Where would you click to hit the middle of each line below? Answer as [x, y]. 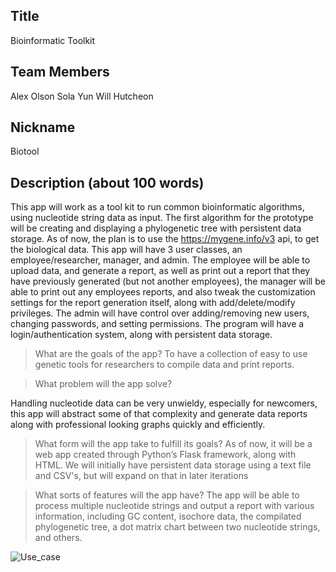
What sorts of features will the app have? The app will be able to [167, 495]
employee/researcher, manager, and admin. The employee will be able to [160, 260]
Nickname [43, 127]
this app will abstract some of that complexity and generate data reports [159, 414]
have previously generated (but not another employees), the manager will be [168, 281]
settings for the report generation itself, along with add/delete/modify [153, 303]
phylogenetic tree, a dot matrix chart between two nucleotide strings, [177, 527]
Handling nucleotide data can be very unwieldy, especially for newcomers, [164, 403]
